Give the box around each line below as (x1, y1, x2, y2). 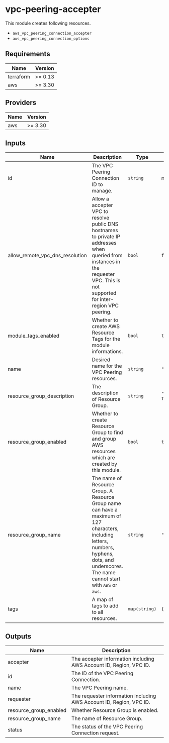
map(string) (128, 606, 157, 612)
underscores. (92, 563, 123, 570)
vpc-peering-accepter (5, 4, 101, 15)
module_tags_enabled (8, 333, 59, 340)
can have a (92, 506, 118, 513)
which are (92, 454, 115, 461)
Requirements (5, 50, 50, 58)
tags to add (92, 602, 119, 609)
